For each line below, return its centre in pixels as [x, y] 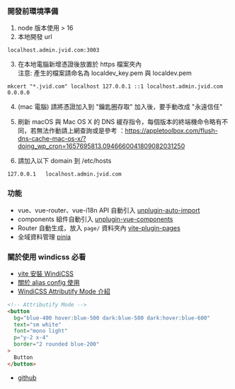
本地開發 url [35, 37]
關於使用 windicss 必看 [47, 256]
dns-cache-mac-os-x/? [52, 139]
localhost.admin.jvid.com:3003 [53, 50]
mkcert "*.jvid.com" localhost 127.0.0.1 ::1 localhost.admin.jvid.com [115, 86]
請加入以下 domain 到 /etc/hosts [64, 161]
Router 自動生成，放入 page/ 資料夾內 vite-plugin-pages [99, 227]
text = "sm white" [38, 325]
